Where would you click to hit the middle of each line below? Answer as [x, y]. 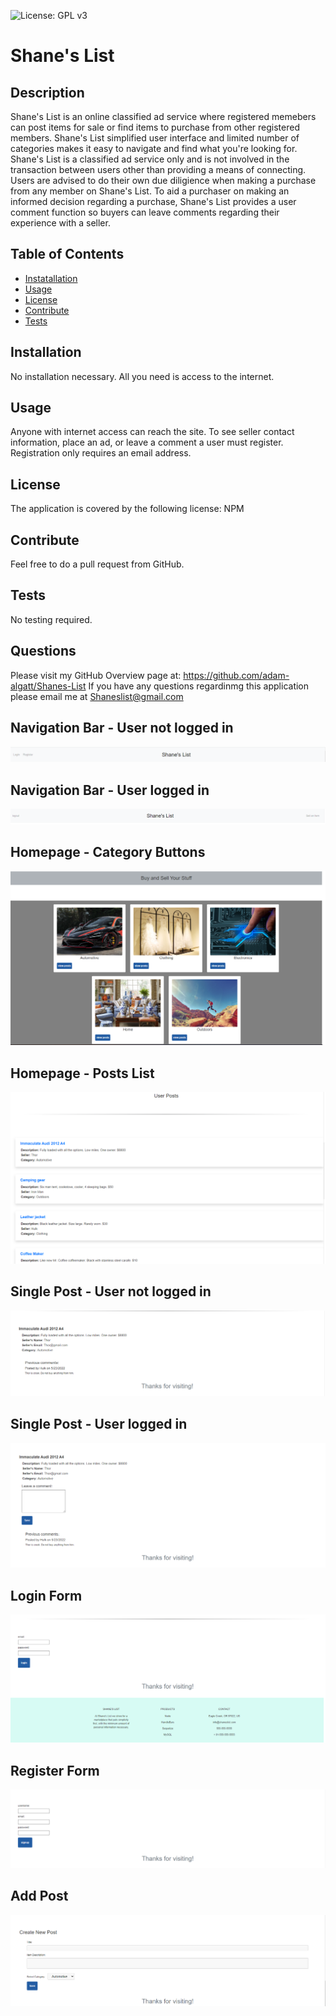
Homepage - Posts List [82, 1073]
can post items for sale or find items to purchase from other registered [155, 127]
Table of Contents [67, 254]
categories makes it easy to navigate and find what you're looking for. [154, 148]
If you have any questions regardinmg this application [199, 686]
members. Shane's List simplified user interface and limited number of [155, 138]
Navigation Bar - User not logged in [122, 728]
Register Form [55, 1770]
